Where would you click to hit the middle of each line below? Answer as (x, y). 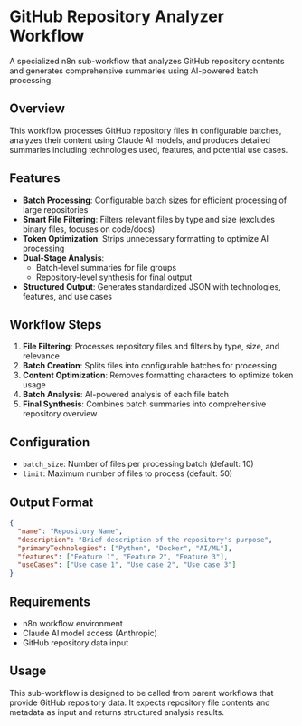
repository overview (60, 414)
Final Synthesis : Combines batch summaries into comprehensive (144, 404)
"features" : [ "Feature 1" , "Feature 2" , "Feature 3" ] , (123, 557)
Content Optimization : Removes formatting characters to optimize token (158, 375)
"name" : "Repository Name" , (71, 531)
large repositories (55, 209)
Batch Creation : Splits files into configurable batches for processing (150, 366)
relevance (41, 356)
